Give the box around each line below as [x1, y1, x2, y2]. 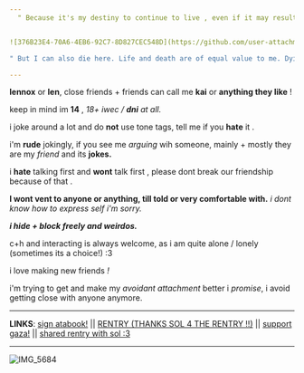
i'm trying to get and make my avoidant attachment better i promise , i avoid [9, 282, 291, 294]
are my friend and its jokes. [9, 148, 112, 159]
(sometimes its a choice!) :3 [9, 248, 113, 259]
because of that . [9, 176, 73, 186]
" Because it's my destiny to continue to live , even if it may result [17, 13, 298, 23]
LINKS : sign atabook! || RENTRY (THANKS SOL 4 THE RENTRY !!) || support [9, 319, 292, 330]
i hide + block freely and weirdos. [9, 221, 138, 232]
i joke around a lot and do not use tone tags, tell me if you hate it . [9, 121, 255, 132]
